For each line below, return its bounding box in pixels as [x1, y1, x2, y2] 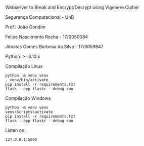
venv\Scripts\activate [5, 109, 53, 115]
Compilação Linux [5, 63, 43, 69]
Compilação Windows [5, 95, 51, 101]
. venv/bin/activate [5, 78, 49, 83]
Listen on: [5, 127, 26, 133]
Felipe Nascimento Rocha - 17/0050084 [5, 34, 88, 40]
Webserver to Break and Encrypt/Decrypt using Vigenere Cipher [5, 5, 139, 10]
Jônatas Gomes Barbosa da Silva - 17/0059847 [5, 44, 104, 50]
